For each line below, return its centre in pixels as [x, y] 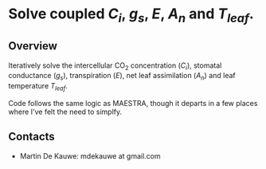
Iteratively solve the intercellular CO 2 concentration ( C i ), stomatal [115, 66]
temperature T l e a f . [38, 87]
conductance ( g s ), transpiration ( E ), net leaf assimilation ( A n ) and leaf [122, 77]
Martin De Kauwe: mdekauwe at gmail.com [90, 155]
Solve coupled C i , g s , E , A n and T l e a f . [131, 15]
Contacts [32, 137]
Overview [33, 46]
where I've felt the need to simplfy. [65, 112]
